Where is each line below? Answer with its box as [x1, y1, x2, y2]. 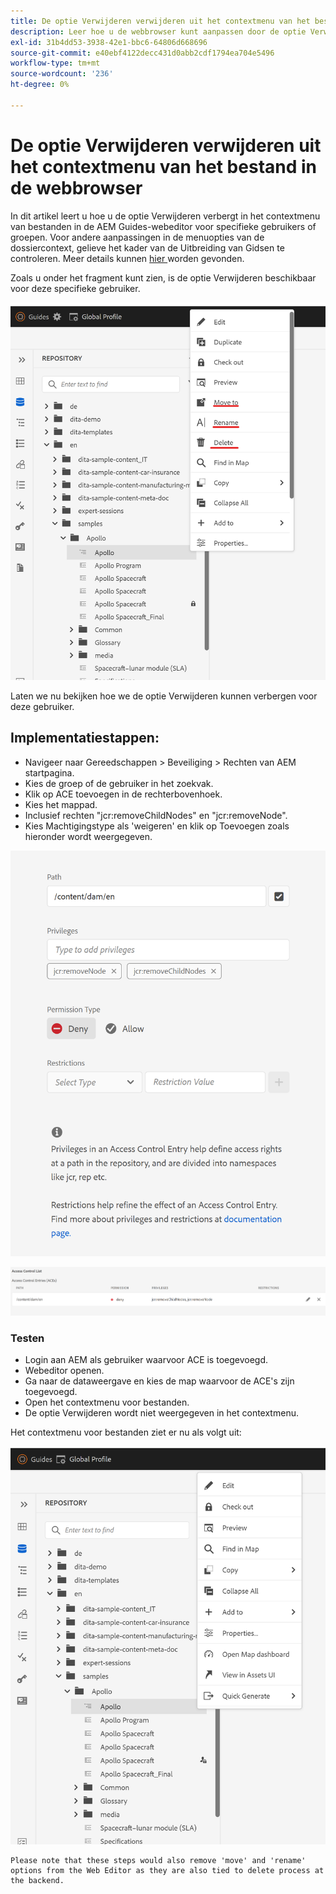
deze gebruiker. [10, 701, 75, 712]
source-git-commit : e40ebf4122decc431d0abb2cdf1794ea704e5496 [10, 48, 275, 58]
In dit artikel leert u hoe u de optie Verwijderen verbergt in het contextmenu [10, 210, 321, 222]
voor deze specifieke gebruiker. [10, 282, 141, 294]
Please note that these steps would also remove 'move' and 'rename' [10, 1856, 307, 1866]
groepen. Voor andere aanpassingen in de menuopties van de [10, 231, 265, 243]
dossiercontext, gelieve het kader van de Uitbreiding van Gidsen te [10, 241, 285, 254]
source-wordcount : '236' [10, 69, 114, 79]
